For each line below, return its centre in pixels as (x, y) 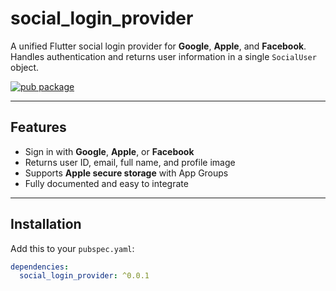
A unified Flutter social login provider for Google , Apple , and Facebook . (158, 46)
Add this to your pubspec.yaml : (72, 248)
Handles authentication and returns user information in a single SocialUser (163, 56)
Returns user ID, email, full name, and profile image (130, 162)
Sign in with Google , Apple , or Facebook (109, 151)
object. (25, 67)
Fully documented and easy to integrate (106, 183)
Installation (46, 224)
